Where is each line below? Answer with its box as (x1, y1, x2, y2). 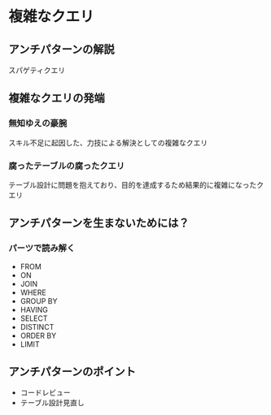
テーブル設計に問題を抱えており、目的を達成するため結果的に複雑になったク (8, 179, 264, 189)
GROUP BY (20, 296, 58, 305)
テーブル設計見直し (20, 398, 85, 408)
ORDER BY (20, 331, 57, 340)
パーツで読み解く (8, 243, 76, 254)
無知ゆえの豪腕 (8, 118, 68, 129)
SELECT (20, 313, 48, 323)
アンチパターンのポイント (8, 365, 137, 378)
